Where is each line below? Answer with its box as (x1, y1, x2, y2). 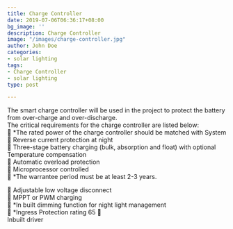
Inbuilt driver (7, 216, 44, 224)
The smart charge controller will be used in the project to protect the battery (7, 106, 225, 114)
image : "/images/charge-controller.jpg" (7, 36, 127, 43)
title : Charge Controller (7, 10, 82, 17)
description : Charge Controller (7, 29, 101, 37)
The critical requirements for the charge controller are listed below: (7, 121, 200, 129)
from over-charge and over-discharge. (7, 114, 118, 122)
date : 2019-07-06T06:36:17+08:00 (7, 17, 104, 24)
